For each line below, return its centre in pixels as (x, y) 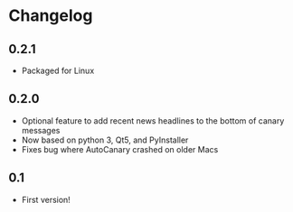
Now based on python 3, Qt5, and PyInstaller (105, 140)
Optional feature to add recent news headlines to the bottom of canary (153, 120)
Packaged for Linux (58, 70)
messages (41, 130)
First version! (46, 199)
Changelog (51, 16)
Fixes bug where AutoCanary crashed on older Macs (120, 149)
